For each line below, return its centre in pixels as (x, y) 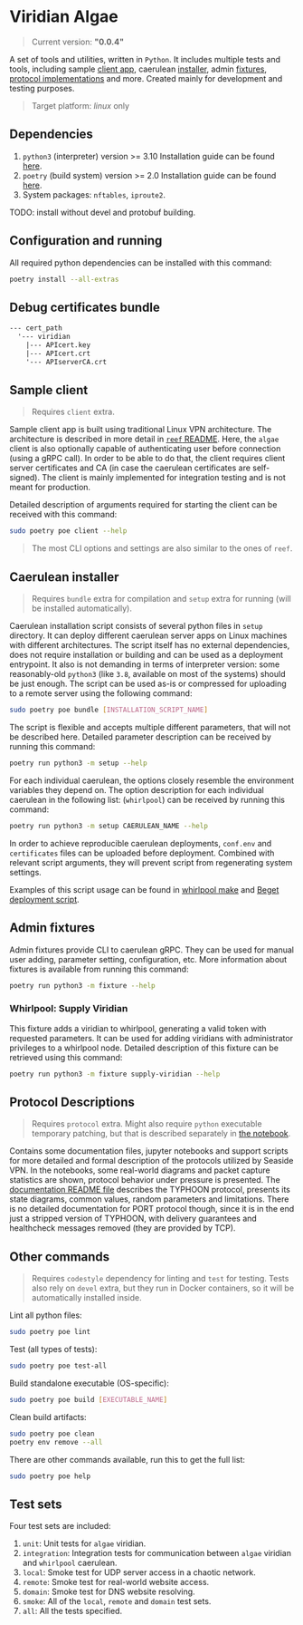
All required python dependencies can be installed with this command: (141, 262)
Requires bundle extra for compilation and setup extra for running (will (161, 599)
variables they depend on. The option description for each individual (137, 789)
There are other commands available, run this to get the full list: (128, 1459)
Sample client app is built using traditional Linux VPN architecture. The (141, 430)
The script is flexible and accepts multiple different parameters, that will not (150, 727)
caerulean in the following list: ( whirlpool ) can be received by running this (147, 799)
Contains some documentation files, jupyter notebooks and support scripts (149, 1151)
